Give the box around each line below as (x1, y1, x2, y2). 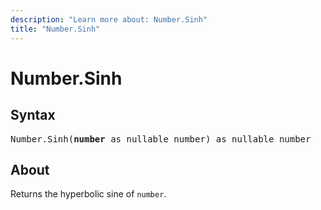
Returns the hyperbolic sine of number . (10, 188, 167, 200)
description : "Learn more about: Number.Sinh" (10, 14, 208, 25)
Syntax (10, 107, 56, 124)
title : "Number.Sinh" (10, 24, 101, 34)
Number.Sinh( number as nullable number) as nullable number (10, 133, 312, 145)
